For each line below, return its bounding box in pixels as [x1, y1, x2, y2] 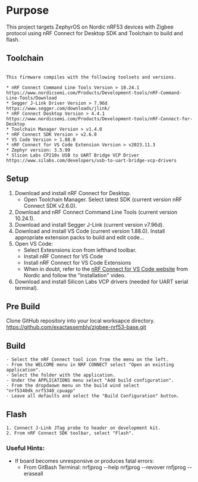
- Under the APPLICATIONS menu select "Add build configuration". [6, 377, 174, 384]
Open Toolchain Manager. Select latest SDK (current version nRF [23, 196, 183, 203]
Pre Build [6, 301, 40, 311]
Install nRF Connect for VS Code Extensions [23, 259, 131, 266]
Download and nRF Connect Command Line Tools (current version [14, 208, 178, 215]
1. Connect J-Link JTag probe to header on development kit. [6, 425, 161, 431]
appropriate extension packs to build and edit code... [14, 233, 144, 241]
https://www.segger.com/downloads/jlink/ [6, 105, 111, 111]
